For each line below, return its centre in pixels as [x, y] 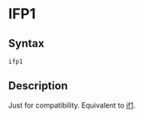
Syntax [26, 43]
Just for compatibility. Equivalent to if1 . [72, 105]
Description [38, 86]
